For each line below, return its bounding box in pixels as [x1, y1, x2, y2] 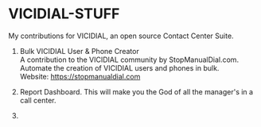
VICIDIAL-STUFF [8, 5, 120, 23]
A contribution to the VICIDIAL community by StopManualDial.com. [19, 55, 240, 64]
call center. [19, 95, 56, 105]
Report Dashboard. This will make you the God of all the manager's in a [19, 87, 253, 96]
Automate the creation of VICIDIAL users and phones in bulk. [19, 63, 220, 72]
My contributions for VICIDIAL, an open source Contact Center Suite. [8, 31, 234, 40]
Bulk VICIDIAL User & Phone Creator [19, 46, 139, 56]
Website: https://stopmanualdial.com [19, 71, 141, 81]
